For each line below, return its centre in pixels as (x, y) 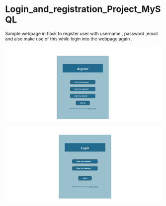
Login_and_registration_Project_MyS (83, 9)
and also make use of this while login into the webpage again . (69, 39)
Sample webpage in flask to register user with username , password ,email (82, 33)
